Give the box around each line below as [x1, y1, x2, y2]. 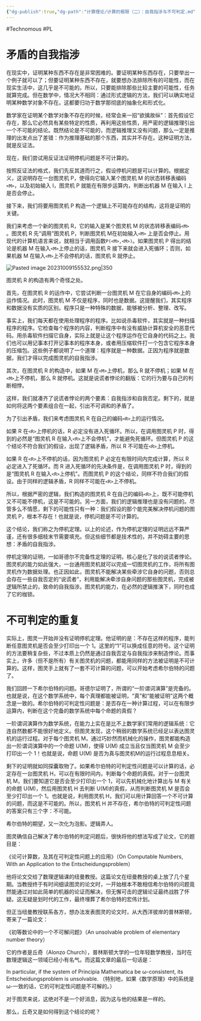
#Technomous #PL [6, 25, 53, 32]
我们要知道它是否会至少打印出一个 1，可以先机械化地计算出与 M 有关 [23, 777, 191, 784]
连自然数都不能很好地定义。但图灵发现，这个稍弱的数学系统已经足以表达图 [6, 727, 190, 734]
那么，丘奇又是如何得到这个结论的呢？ [6, 1008, 100, 1015]
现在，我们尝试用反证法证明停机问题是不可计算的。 [6, 154, 132, 161]
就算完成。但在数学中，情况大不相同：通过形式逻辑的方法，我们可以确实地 [6, 91, 190, 99]
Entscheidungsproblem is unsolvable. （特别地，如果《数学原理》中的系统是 [6, 975, 194, 982]
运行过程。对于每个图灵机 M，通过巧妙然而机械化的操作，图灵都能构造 [16, 734, 191, 742]
